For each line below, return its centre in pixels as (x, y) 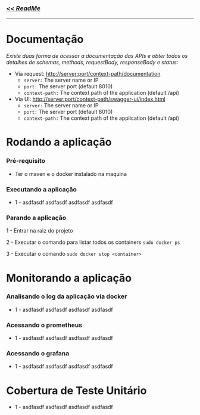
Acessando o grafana (38, 354)
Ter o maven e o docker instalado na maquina (71, 174)
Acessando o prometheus (44, 325)
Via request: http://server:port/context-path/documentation (87, 74)
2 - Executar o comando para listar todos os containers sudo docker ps (93, 242)
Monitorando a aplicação (69, 278)
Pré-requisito (26, 161)
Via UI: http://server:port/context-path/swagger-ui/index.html (90, 99)
